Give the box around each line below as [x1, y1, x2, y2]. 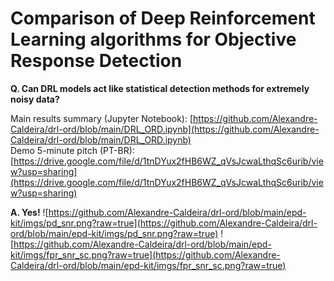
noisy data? [10, 93, 60, 105]
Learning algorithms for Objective [10, 28, 297, 51]
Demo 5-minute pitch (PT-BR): [10, 144, 135, 156]
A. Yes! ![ [10, 206, 49, 218]
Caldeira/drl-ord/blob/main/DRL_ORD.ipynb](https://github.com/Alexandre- [10, 123, 320, 135]
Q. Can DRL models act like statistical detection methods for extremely [10, 82, 310, 94]
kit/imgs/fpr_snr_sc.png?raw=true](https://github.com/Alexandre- [10, 248, 281, 261]
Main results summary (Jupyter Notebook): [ [10, 112, 194, 124]
